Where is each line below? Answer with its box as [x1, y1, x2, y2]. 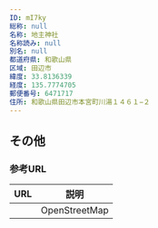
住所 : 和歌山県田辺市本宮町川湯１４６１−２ [9, 97, 151, 107]
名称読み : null [9, 38, 62, 48]
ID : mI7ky [9, 13, 47, 23]
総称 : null [9, 22, 48, 31]
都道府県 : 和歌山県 [9, 55, 73, 64]
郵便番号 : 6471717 [9, 89, 74, 98]
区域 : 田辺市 [9, 64, 52, 73]
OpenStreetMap [40, 204, 109, 217]
